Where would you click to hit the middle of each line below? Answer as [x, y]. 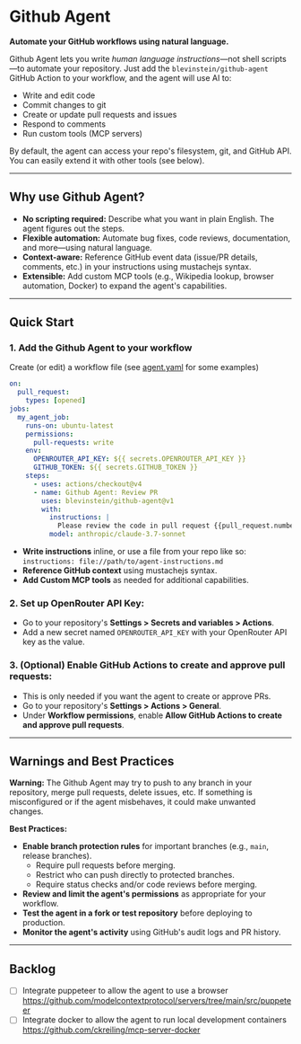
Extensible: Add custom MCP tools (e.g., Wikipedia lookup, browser [148, 276]
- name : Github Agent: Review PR [95, 492]
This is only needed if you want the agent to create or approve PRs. [146, 696]
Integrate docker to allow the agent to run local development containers [154, 1020]
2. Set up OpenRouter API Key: [77, 603]
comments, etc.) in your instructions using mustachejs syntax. [137, 266]
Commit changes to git [64, 104]
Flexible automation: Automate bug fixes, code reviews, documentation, [156, 238]
